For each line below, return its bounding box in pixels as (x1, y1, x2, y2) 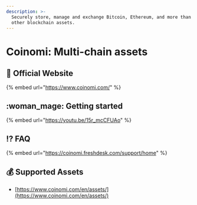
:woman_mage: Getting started (6, 101, 123, 111)
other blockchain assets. (11, 19, 75, 25)
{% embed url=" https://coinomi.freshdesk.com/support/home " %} (6, 150, 168, 156)
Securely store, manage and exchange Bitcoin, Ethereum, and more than (11, 14, 192, 20)
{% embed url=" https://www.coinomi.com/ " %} (6, 84, 122, 91)
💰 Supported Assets (6, 167, 84, 177)
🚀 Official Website (6, 68, 74, 78)
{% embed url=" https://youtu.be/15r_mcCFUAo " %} (6, 117, 132, 124)
